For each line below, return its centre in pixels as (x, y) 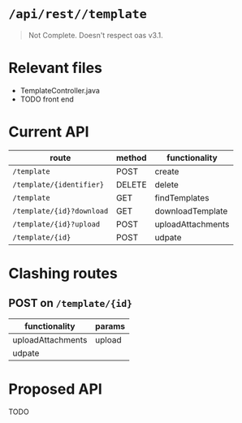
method (132, 158)
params (110, 326)
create (167, 171)
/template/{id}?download (61, 211)
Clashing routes (63, 274)
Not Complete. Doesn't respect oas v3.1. (96, 35)
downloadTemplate (191, 211)
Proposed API (56, 389)
